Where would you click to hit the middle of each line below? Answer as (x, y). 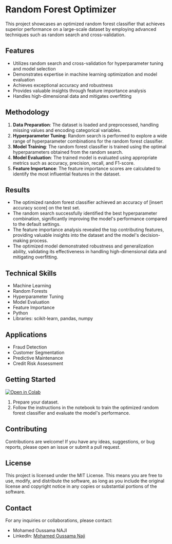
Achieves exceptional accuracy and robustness (63, 85)
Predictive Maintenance (38, 358)
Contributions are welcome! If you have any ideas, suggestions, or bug (80, 442)
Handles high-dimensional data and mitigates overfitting (72, 96)
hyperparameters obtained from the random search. (68, 152)
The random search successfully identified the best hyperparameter (85, 213)
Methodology (27, 112)
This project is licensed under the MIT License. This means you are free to (84, 476)
